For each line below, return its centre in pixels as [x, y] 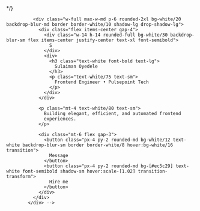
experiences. [60, 119]
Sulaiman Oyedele [76, 67]
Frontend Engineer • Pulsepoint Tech [102, 82]
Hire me [59, 182]
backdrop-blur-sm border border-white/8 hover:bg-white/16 [97, 145]
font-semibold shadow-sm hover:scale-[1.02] [79, 171]
